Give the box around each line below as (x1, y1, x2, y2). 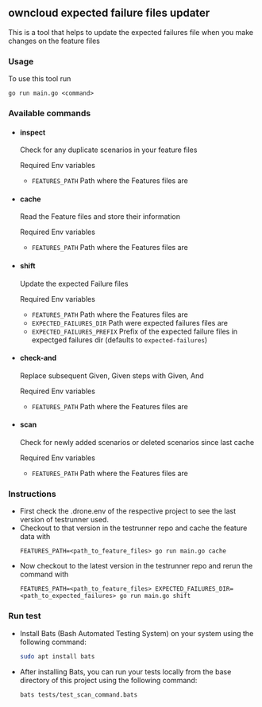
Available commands (8, 107, 91, 119)
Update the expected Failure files (19, 279, 129, 288)
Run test (8, 611, 41, 622)
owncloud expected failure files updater (8, 6, 210, 20)
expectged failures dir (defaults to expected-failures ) (31, 334, 208, 345)
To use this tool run (8, 74, 71, 84)
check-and (19, 353, 57, 363)
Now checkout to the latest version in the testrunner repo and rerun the (19, 561, 253, 571)
